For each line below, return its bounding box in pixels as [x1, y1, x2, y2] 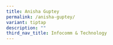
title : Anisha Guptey [6, 8, 60, 15]
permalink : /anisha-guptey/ [6, 14, 76, 20]
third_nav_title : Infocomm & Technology [6, 30, 108, 36]
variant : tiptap [6, 19, 46, 25]
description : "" [6, 25, 46, 31]
